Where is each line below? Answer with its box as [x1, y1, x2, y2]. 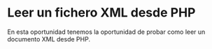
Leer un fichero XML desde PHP [7, 5, 196, 21]
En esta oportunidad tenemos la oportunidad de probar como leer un [7, 28, 206, 36]
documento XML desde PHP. [7, 35, 91, 43]
